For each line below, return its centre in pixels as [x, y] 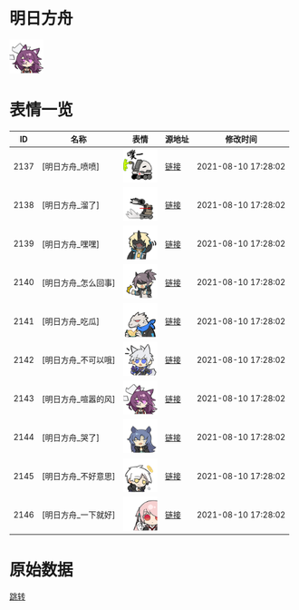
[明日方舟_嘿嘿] [71, 244]
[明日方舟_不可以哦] [79, 360]
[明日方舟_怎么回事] [79, 282]
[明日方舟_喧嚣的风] [79, 398]
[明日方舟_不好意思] [79, 477]
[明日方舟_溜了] [71, 205]
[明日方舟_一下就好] [79, 515]
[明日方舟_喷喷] [71, 167]
